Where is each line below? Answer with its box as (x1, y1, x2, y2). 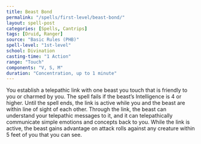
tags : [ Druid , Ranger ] (6, 31, 63, 37)
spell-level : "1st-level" (6, 43, 71, 49)
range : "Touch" (6, 59, 45, 65)
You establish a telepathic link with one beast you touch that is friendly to (6, 86, 188, 94)
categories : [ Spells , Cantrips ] (6, 25, 87, 32)
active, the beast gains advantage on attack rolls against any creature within (6, 125, 196, 132)
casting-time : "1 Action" (6, 53, 71, 59)
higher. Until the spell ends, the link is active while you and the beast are (6, 100, 185, 107)
